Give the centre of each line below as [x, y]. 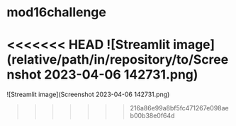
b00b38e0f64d [152, 116]
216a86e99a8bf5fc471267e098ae [180, 108]
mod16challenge [57, 12]
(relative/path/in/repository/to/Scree [118, 60]
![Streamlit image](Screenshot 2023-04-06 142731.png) [88, 94]
